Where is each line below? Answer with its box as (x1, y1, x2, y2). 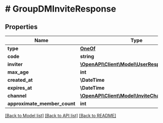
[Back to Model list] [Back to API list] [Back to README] (5, 113, 116, 118)
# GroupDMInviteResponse (5, 3, 116, 15)
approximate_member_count (7, 100, 76, 107)
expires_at (7, 85, 33, 91)
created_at (7, 77, 33, 83)
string (80, 53, 95, 60)
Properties (5, 23, 38, 31)
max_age (7, 69, 29, 76)
